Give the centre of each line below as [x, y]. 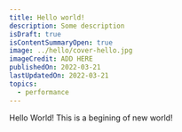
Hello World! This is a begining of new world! [91, 118]
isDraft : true [36, 34]
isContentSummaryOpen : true [61, 42]
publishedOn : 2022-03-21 [55, 68]
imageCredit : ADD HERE [51, 59]
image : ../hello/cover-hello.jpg [71, 51]
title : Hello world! [47, 17]
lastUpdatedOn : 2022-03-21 [59, 76]
